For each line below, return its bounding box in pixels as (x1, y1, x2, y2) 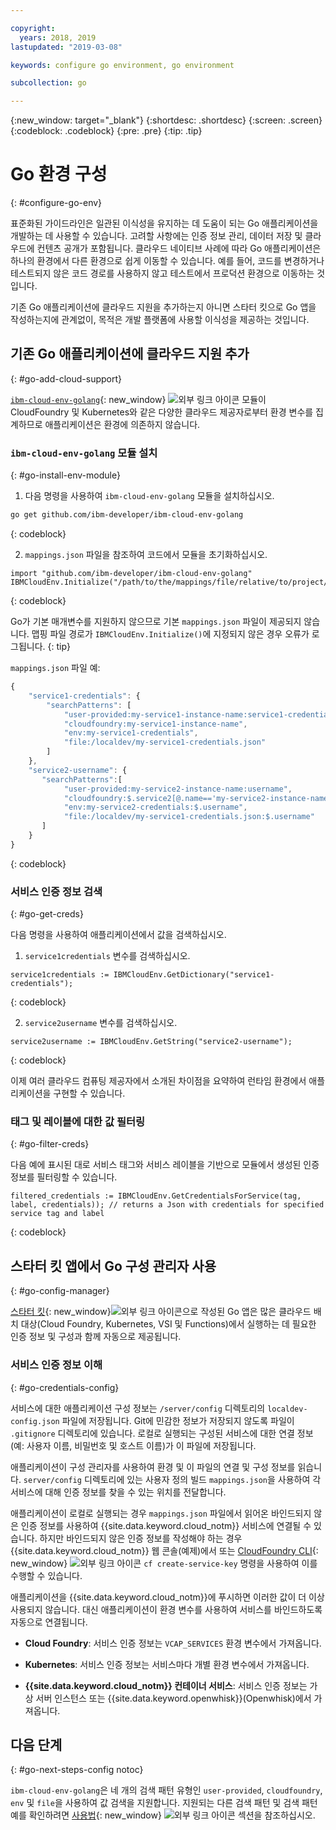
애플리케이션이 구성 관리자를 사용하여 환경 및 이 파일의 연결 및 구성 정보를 (10, 1461, 296, 1473)
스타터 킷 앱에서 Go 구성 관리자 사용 (10, 1257, 217, 1275)
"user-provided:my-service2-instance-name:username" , (63, 784, 293, 794)
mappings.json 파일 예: (10, 662, 101, 674)
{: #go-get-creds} (10, 908, 84, 920)
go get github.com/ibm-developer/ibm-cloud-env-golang (10, 510, 244, 520)
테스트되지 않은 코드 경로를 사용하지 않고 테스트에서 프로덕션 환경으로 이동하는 (10, 267, 315, 280)
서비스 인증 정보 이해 (10, 1358, 103, 1372)
